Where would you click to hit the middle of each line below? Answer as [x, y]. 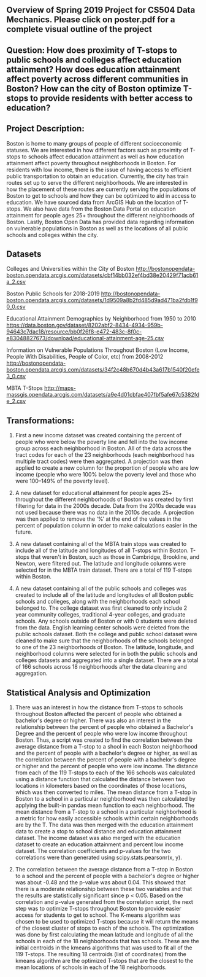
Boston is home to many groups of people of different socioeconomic [94, 143]
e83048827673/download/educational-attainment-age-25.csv [85, 338]
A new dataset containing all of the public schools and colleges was [101, 588]
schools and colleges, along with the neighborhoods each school [97, 602]
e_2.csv [16, 401]
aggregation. [31, 673]
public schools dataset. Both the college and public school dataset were [106, 634]
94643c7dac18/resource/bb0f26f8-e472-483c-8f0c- [74, 332]
